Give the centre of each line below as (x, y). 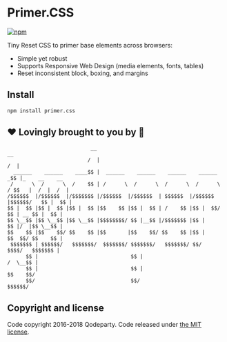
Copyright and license (56, 308)
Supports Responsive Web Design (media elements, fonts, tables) (110, 66)
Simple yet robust (42, 58)
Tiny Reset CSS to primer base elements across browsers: (90, 45)
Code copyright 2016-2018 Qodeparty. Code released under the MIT (105, 325)
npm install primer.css (41, 111)
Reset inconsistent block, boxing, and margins (82, 73)
